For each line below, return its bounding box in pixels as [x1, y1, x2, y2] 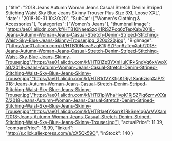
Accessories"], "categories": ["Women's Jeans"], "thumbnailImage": [5, 21, 150, 27]
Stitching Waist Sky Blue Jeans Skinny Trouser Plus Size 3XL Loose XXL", [5, 10, 161, 16]
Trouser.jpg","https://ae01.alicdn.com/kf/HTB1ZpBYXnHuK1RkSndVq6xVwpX [5, 59, 167, 65]
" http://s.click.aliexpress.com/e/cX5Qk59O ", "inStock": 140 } [5, 130, 133, 136]
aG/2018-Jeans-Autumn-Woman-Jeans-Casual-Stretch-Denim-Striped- [5, 64, 158, 70]
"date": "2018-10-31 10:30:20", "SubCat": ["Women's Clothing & [5, 15, 140, 21]
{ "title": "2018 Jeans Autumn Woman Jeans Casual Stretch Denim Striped [5, 5, 162, 10]
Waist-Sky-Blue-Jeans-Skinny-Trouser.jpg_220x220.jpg [5, 37, 124, 43]
